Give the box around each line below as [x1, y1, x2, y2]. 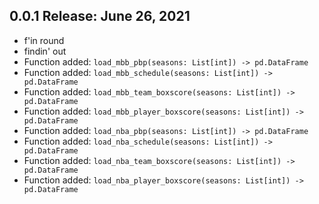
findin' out [23, 45, 67, 57]
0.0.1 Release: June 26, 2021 [9, 8, 191, 25]
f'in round [23, 34, 65, 46]
